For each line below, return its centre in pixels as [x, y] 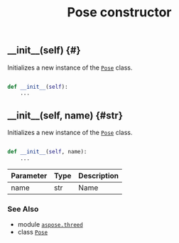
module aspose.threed [50, 225]
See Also [23, 209]
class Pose [33, 232]
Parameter [29, 175]
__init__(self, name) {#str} [65, 115]
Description [98, 175]
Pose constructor [119, 12]
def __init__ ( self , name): [47, 152]
